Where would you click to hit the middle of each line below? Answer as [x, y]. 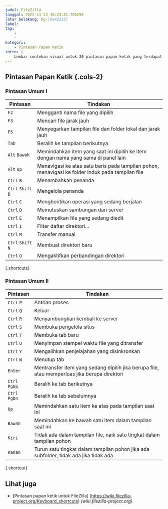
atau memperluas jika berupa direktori [79, 374]
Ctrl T [15, 335]
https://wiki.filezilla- [111, 496]
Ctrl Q [15, 311]
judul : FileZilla [23, 10]
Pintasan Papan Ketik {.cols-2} [54, 77]
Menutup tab [49, 359]
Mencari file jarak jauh [63, 121]
